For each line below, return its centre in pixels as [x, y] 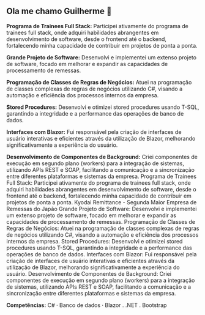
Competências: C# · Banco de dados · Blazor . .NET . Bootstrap [87, 305]
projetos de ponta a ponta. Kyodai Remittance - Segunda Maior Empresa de [102, 202]
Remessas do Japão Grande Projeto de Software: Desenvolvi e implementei [102, 209]
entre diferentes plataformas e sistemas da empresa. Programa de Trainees [102, 176]
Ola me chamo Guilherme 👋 [59, 11]
